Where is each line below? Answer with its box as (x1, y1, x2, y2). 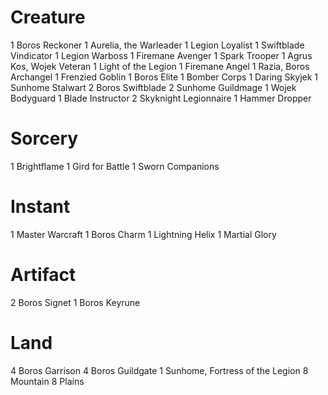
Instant (10, 196, 71, 218)
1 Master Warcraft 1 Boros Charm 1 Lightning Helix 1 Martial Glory (10, 228, 277, 240)
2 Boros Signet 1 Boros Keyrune (10, 296, 141, 308)
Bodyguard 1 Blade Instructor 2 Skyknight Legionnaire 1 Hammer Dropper (10, 92, 312, 104)
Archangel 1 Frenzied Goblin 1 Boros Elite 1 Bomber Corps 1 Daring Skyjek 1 (10, 71, 319, 83)
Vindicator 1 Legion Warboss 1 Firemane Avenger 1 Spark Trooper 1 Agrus (10, 49, 313, 61)
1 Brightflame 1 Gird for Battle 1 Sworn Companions (10, 160, 220, 172)
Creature (10, 6, 86, 29)
